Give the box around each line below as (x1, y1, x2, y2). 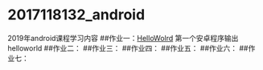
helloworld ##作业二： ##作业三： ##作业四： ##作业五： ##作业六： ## (7, 43, 249, 53)
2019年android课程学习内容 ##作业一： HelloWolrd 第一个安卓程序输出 (7, 33, 239, 43)
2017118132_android (7, 6, 146, 24)
